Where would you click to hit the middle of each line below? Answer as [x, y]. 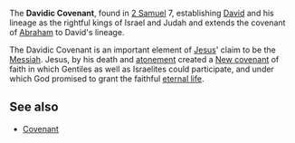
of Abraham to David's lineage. [67, 32]
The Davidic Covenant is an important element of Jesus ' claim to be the [143, 50]
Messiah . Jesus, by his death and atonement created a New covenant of [144, 59]
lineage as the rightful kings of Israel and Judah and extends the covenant [147, 23]
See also [34, 107]
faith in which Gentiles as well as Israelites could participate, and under [142, 69]
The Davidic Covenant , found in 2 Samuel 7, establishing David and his [142, 13]
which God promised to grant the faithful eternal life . [107, 79]
